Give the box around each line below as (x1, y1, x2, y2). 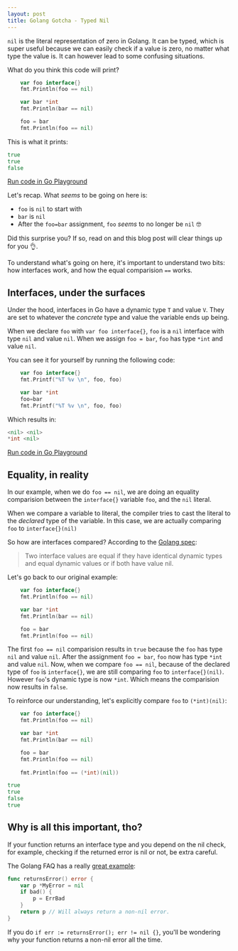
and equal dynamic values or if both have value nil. (24, 559, 174, 568)
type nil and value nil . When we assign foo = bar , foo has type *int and (7, 335, 223, 343)
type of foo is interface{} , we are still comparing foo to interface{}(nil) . (7, 667, 225, 676)
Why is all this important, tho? (7, 822, 143, 834)
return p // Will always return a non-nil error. (20, 908, 171, 915)
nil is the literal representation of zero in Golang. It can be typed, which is (7, 36, 225, 45)
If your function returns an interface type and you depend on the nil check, (7, 840, 226, 849)
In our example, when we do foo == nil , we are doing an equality (7, 488, 200, 496)
